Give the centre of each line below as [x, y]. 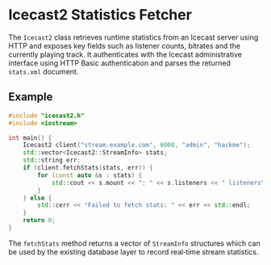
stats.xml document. [44, 71]
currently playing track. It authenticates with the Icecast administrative [125, 54]
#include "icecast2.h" [46, 116]
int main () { [30, 138]
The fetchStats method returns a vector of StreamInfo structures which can [134, 243]
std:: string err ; [52, 160]
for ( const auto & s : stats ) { [90, 175]
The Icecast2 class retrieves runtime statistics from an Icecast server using [133, 37]
